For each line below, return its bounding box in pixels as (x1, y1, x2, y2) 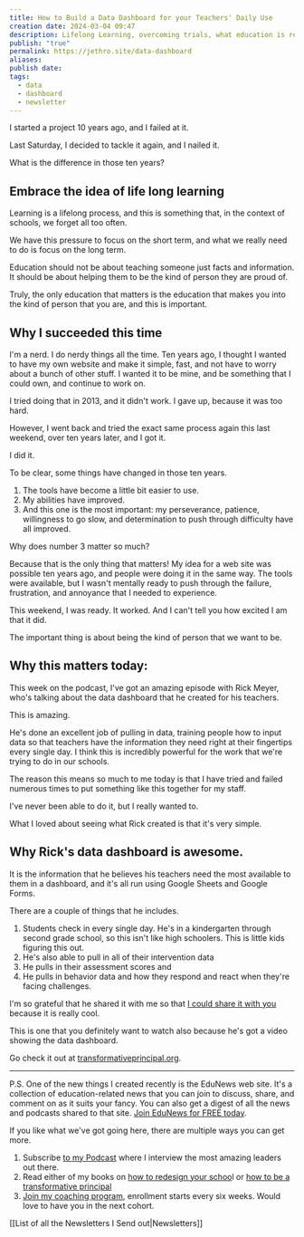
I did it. (9, 450, 35, 460)
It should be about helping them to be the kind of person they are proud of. (9, 272, 288, 283)
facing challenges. (22, 980, 92, 992)
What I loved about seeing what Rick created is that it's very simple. (9, 818, 262, 829)
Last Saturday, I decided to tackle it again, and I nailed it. (9, 139, 220, 150)
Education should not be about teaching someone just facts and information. (9, 262, 295, 273)
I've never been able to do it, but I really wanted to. (9, 801, 199, 811)
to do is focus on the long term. (9, 245, 127, 255)
